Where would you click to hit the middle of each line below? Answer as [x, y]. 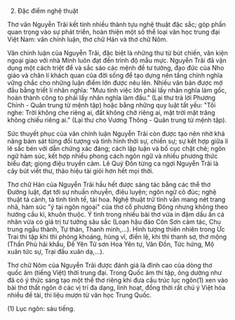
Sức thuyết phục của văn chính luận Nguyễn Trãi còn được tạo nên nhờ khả [116, 134]
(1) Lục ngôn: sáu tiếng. [41, 308]
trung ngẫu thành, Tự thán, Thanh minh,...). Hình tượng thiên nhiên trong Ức [116, 229]
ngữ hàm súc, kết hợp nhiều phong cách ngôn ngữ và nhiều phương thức [113, 156]
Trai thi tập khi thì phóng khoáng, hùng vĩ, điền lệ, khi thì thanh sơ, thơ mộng [117, 236]
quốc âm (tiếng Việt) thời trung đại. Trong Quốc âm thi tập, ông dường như [115, 273]
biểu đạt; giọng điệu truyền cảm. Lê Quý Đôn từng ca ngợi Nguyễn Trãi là [113, 164]
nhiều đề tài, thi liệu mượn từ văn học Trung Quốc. [80, 295]
